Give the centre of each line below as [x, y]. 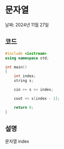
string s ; [24, 81]
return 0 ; [24, 107]
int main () [16, 67]
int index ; [25, 76]
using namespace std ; [27, 58]
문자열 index [17, 142]
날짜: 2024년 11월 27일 [27, 25]
